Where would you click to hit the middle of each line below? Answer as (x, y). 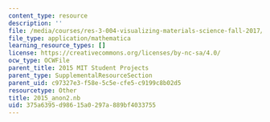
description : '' (35, 23)
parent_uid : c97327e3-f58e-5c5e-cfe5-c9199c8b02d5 (95, 83)
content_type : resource (48, 16)
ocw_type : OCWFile (39, 61)
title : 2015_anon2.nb (45, 98)
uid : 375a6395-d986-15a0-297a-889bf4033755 (82, 105)
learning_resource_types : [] (57, 46)
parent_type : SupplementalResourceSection (80, 75)
